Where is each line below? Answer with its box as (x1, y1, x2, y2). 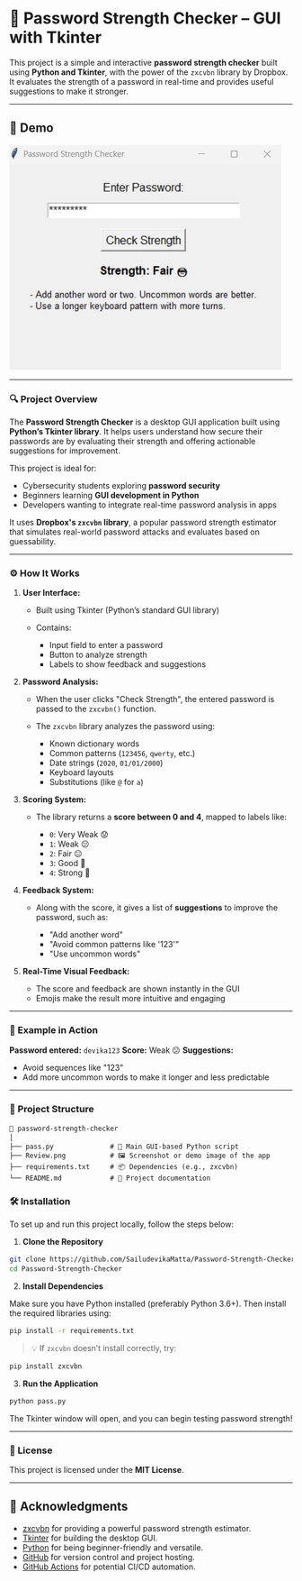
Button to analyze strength (49, 649, 148, 661)
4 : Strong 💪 (49, 867, 91, 878)
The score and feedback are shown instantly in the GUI (35, 983, 240, 994)
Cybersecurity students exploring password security (22, 480, 220, 491)
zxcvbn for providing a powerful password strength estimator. (22, 1522, 252, 1533)
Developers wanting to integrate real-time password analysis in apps (22, 499, 277, 510)
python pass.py (9, 1396, 67, 1405)
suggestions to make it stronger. (9, 86, 129, 96)
